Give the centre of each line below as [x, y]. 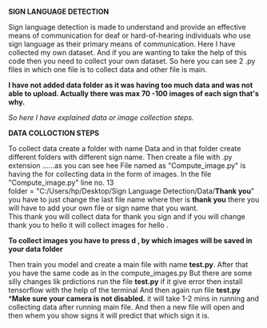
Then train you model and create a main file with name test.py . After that [128, 264]
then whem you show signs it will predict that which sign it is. [109, 316]
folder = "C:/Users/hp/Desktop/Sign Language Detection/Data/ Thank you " [131, 191]
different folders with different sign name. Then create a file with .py [120, 157]
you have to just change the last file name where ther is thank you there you [134, 200]
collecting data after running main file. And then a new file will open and [127, 307]
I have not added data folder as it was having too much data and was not [131, 85]
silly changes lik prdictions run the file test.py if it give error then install [126, 282]
